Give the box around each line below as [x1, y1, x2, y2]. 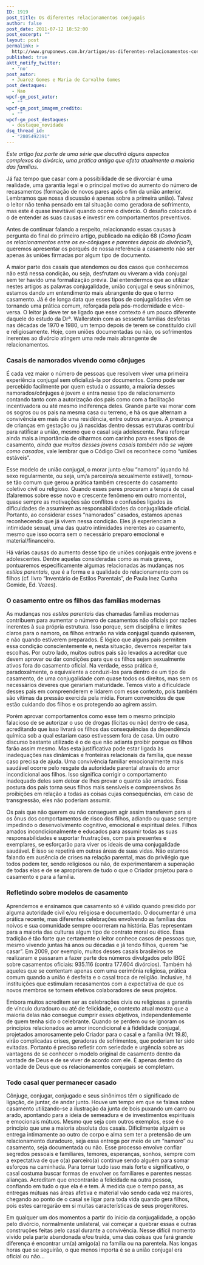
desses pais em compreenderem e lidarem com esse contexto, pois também [6, 688, 198, 695]
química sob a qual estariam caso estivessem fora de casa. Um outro [6, 732, 179, 739]
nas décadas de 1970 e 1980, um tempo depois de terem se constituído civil [6, 321, 196, 329]
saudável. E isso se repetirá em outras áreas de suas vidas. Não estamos [6, 847, 189, 854]
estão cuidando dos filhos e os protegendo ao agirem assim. [6, 701, 158, 708]
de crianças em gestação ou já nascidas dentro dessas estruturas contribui [6, 421, 195, 429]
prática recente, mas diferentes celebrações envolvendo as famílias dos [6, 915, 186, 923]
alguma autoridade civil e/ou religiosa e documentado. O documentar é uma [6, 909, 197, 916]
